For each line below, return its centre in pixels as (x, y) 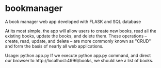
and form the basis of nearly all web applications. (54, 46)
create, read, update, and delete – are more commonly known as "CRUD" (78, 41)
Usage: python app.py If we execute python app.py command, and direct (78, 55)
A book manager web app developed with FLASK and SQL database (73, 22)
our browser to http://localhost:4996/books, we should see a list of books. (79, 60)
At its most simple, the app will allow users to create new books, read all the (81, 31)
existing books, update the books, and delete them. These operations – (76, 36)
